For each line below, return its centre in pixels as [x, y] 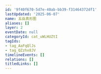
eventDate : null [21, 32]
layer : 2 [14, 28]
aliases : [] [17, 23]
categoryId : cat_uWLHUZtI [31, 37]
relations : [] [20, 59]
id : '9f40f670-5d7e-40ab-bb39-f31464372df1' [51, 9]
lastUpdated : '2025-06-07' [32, 14]
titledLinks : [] [21, 64]
